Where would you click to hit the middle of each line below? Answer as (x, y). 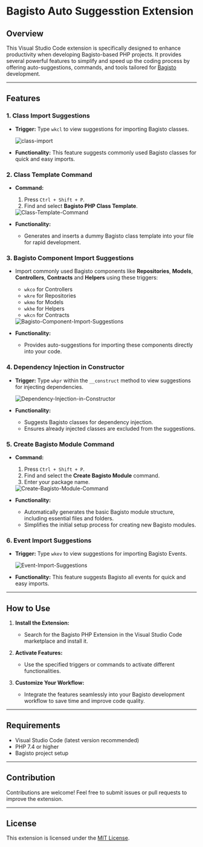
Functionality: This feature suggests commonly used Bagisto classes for (106, 152)
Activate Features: (39, 653)
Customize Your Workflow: (50, 682)
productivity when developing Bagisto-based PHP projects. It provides (94, 55)
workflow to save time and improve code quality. (84, 700)
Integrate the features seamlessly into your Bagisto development (105, 694)
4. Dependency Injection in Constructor (66, 367)
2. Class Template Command (49, 174)
